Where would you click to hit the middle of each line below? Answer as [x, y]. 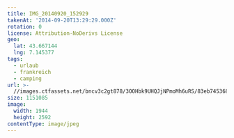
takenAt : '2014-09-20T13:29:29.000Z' [62, 20]
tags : [15, 59]
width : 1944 [31, 111]
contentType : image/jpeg [43, 124]
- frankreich [32, 72]
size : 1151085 [28, 98]
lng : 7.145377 [34, 53]
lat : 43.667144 [36, 46]
